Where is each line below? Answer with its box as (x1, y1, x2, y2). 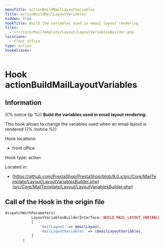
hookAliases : (5, 48, 32, 53)
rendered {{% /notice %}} (5, 126, 57, 132)
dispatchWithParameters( (5, 210, 56, 216)
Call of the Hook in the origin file (5, 198, 105, 206)
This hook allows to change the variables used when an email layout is (5, 121, 147, 127)
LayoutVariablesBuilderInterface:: (31, 215, 104, 220)
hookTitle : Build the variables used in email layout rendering (5, 20, 139, 26)
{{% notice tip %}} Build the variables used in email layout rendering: (5, 112, 147, 117)
